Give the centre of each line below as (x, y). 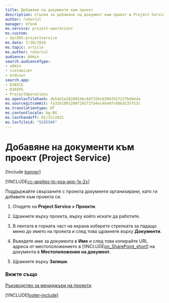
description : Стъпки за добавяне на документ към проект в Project (77, 15)
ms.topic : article (24, 47)
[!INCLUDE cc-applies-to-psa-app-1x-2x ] (48, 181)
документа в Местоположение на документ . (62, 252)
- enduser (16, 75)
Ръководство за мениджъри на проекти (48, 285)
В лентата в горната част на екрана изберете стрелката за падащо (84, 226)
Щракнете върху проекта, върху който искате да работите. (76, 216)
